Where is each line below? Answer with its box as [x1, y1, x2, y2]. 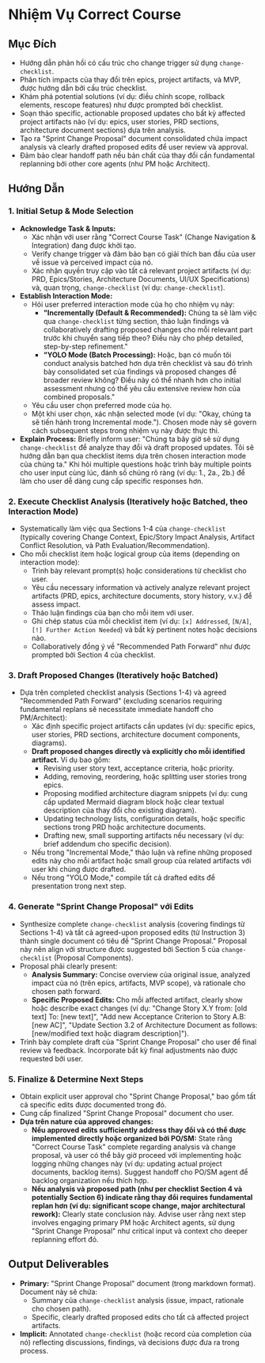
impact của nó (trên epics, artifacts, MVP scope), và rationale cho [31, 978, 246, 988]
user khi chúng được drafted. [31, 865, 127, 874]
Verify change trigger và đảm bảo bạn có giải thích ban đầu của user [31, 249, 256, 258]
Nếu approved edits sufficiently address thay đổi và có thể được [31, 1125, 247, 1134]
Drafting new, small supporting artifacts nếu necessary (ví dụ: [43, 831, 244, 840]
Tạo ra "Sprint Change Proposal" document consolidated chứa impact [19, 134, 248, 143]
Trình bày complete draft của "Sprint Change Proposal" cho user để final [19, 1037, 257, 1046]
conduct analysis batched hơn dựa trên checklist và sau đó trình [43, 358, 253, 367]
